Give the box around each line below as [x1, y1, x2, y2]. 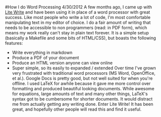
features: [5, 40, 23, 46]
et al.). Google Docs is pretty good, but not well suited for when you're [12, 75, 153, 81]
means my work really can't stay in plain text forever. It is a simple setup [5, 30, 149, 35]
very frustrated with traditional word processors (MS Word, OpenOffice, [12, 70, 156, 76]
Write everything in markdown [12, 50, 73, 55]
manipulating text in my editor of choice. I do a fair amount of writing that [5, 19, 151, 25]
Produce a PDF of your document [12, 55, 79, 60]
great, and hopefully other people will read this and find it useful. [12, 106, 142, 112]
